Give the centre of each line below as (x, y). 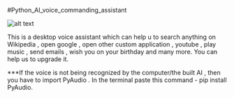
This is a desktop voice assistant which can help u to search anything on (112, 37)
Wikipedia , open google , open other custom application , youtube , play (112, 44)
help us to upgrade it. (38, 59)
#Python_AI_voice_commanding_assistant (67, 10)
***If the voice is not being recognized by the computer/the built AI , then (114, 73)
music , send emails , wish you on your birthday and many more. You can (112, 52)
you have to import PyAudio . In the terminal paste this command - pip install (117, 80)
